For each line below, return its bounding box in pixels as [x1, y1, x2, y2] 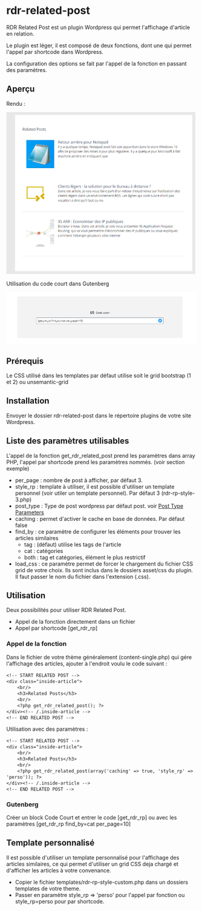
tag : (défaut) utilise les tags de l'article [24, 541, 122, 548]
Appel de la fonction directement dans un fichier [15, 618, 136, 625]
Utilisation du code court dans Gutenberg [6, 280, 109, 287]
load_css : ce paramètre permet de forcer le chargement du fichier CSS [15, 560, 194, 567]
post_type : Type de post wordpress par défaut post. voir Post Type [15, 502, 183, 509]
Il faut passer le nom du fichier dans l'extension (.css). [15, 573, 151, 580]
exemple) [6, 465, 30, 472]
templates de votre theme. [15, 884, 81, 892]
